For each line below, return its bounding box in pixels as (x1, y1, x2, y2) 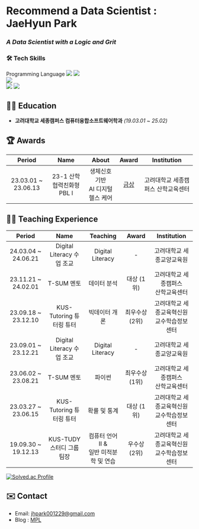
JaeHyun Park (6, 17, 77, 30)
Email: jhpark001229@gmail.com (14, 509, 95, 517)
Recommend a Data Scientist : (6, 4, 157, 18)
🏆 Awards (6, 135, 46, 146)
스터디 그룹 (50, 443, 79, 451)
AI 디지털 (88, 185, 113, 193)
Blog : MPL (14, 516, 41, 523)
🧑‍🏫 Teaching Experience (6, 214, 98, 225)
